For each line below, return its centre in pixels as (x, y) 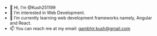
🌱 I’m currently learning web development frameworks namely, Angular (81, 18)
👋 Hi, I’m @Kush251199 (33, 8)
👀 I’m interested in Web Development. (47, 13)
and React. (20, 23)
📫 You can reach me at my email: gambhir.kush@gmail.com (70, 28)
